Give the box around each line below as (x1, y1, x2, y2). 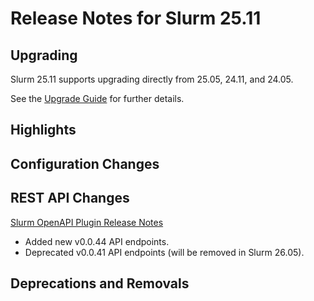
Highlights (10, 122, 77, 139)
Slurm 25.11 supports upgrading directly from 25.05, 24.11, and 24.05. (10, 73, 294, 85)
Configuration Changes (10, 155, 160, 172)
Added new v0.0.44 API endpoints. (24, 235, 170, 247)
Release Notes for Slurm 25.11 (10, 7, 262, 30)
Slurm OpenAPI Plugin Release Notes (10, 216, 164, 228)
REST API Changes (10, 190, 130, 207)
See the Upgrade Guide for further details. (10, 93, 185, 104)
